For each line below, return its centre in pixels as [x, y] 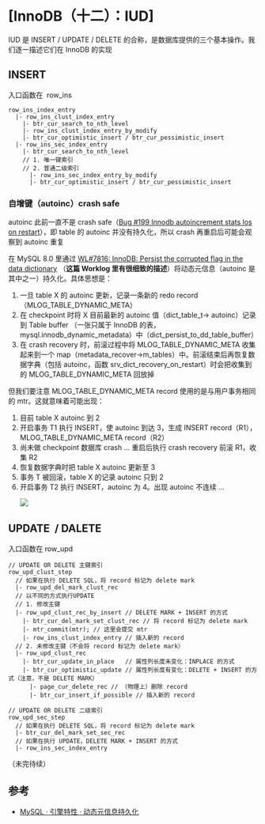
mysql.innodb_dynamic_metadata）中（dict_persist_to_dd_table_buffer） [139, 335]
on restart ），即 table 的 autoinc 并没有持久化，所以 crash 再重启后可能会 [127, 232]
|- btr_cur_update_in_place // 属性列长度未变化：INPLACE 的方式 [129, 661]
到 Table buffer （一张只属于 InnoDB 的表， [90, 325]
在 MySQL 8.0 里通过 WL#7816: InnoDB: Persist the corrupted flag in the [126, 259]
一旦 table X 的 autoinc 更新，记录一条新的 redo [97, 295]
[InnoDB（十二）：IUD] [81, 16]
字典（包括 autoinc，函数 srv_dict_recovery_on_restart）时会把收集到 [139, 365]
